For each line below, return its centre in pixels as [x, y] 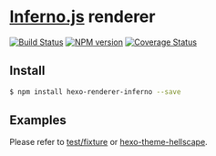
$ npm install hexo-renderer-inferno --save [95, 92]
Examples [38, 120]
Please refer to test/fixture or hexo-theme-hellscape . [108, 142]
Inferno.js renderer [82, 17]
